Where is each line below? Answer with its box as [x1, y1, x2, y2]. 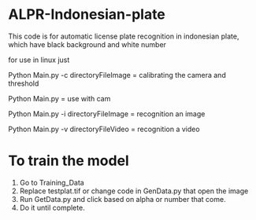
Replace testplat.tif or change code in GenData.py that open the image [19, 186, 249, 196]
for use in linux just [8, 55, 70, 64]
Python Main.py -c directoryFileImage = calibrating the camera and [8, 70, 226, 79]
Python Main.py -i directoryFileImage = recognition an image [8, 108, 206, 119]
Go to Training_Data [19, 178, 84, 187]
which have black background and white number [8, 39, 167, 49]
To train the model [8, 152, 130, 170]
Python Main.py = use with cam [8, 93, 111, 103]
